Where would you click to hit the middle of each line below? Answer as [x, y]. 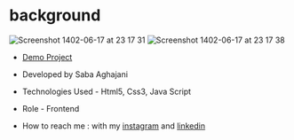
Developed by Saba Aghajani [75, 74]
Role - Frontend [51, 108]
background [55, 16]
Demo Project [47, 57]
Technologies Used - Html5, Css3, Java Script [107, 91]
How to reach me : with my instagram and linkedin [114, 126]
